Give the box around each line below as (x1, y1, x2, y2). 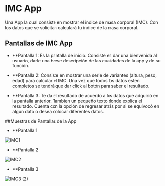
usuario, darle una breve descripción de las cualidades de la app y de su (12, 58, 161, 63)
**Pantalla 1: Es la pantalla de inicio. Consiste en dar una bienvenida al (12, 52, 157, 58)
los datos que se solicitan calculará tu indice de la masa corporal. (5, 24, 139, 30)
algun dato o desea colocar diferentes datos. (12, 108, 104, 114)
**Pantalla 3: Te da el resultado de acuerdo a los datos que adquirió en (12, 92, 159, 98)
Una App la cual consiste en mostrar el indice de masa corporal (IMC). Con (5, 19, 158, 25)
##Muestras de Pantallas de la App (5, 118, 77, 124)
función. (12, 62, 30, 68)
